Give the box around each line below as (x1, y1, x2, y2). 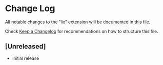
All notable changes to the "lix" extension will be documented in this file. (5, 19, 150, 25)
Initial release (12, 55, 39, 61)
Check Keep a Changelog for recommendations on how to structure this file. (5, 28, 159, 34)
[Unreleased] (5, 42, 46, 51)
